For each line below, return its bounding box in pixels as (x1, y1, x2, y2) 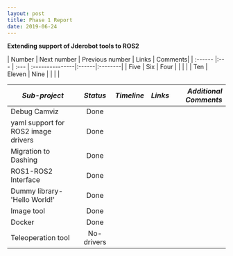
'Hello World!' (10, 195, 55, 205)
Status (83, 91, 106, 100)
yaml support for (10, 118, 65, 128)
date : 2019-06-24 (7, 23, 58, 30)
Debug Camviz (10, 107, 59, 116)
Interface (10, 175, 40, 185)
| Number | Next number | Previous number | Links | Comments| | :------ (7, 55, 214, 64)
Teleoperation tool (10, 233, 70, 243)
